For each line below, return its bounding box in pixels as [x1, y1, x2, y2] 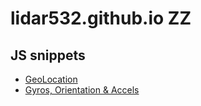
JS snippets [10, 47, 86, 64]
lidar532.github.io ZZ [10, 7, 192, 30]
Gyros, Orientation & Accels [24, 84, 140, 96]
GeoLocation [24, 73, 78, 85]
